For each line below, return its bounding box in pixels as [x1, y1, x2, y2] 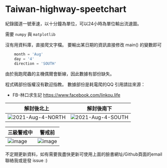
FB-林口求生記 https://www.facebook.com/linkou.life [12, 92, 121, 98]
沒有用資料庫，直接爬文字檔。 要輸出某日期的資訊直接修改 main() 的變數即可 [5, 41, 162, 48]
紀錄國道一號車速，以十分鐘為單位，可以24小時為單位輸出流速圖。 [5, 20, 142, 26]
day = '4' [14, 56, 35, 61]
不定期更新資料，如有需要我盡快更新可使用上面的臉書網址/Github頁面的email [5, 151, 163, 157]
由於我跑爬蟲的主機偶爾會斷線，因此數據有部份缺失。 [5, 71, 115, 77]
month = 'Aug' [14, 51, 43, 57]
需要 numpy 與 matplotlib [5, 31, 56, 37]
